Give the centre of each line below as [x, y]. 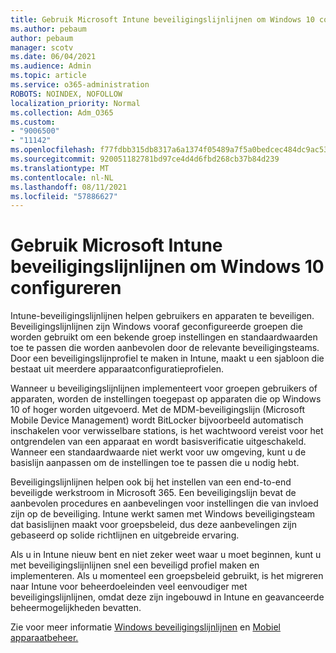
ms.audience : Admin [51, 66]
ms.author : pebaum [48, 29]
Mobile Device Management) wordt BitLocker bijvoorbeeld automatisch [157, 420]
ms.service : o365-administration [80, 85]
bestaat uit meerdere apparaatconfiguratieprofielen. [117, 369]
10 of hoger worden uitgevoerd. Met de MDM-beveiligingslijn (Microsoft [157, 410]
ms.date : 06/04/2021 [53, 57]
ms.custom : [33, 122]
